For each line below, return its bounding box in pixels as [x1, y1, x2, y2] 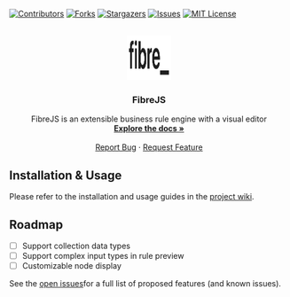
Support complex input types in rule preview [21, 250, 184, 261]
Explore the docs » [114, 123, 184, 134]
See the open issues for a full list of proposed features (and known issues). [9, 278, 282, 289]
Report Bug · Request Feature [95, 142, 203, 152]
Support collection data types [21, 240, 131, 251]
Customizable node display [21, 261, 122, 271]
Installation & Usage [9, 168, 122, 183]
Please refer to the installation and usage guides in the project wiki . [9, 191, 255, 202]
